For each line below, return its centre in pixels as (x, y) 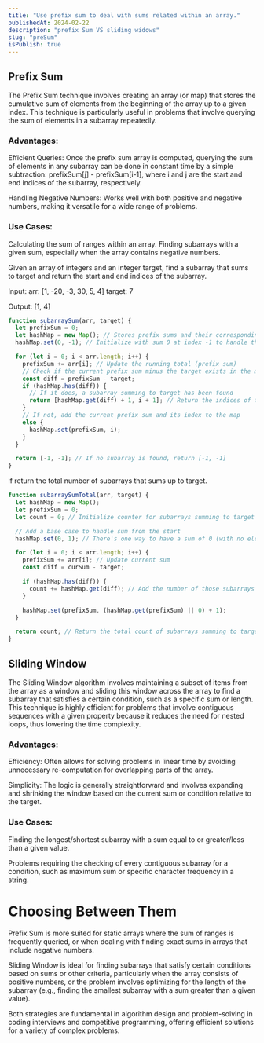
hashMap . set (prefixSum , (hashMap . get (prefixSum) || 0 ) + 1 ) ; (125, 610)
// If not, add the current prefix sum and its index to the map (132, 415)
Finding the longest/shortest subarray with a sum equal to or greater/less (126, 839)
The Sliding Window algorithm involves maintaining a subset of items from (128, 682)
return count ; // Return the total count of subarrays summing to (126, 632)
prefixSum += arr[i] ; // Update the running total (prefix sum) (130, 364)
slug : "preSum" (33, 37)
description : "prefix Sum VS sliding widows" (84, 30)
